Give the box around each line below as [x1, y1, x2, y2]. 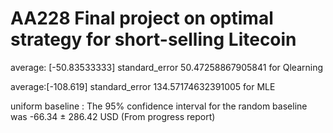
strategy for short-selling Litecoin [10, 28, 297, 51]
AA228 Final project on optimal [10, 7, 274, 30]
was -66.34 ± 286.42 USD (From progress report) [10, 110, 216, 122]
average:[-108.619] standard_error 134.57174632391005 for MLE [10, 80, 276, 92]
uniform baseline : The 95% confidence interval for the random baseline [10, 100, 308, 112]
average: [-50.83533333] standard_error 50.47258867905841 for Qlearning [10, 61, 324, 73]
